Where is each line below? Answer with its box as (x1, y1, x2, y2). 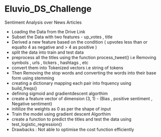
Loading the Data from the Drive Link (11, 29, 85, 34)
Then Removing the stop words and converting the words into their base (11, 70, 156, 76)
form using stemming (11, 75, 54, 81)
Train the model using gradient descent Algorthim (11, 111, 111, 117)
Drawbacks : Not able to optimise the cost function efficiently (11, 126, 134, 132)
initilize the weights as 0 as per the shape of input (11, 106, 111, 112)
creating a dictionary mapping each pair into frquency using (11, 80, 131, 86)
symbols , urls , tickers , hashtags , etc (11, 60, 89, 65)
